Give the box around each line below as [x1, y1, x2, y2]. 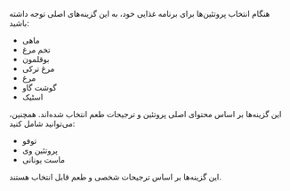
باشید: [9, 18, 29, 28]
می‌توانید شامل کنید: [9, 118, 76, 129]
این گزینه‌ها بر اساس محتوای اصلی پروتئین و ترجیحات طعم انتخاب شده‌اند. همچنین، [9, 109, 282, 119]
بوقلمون [21, 54, 50, 64]
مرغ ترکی [21, 63, 55, 74]
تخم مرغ [21, 44, 51, 55]
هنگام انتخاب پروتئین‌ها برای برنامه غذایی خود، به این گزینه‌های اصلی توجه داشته [9, 9, 270, 19]
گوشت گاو [21, 83, 57, 92]
